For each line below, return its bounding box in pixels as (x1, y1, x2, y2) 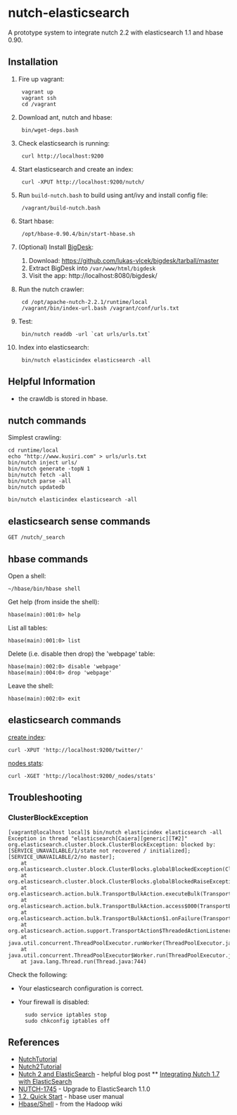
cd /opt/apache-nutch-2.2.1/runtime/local (21, 298, 148, 305)
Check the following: (8, 970, 68, 979)
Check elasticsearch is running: (18, 139, 110, 147)
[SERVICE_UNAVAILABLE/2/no (8, 853, 87, 860)
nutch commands (8, 414, 87, 426)
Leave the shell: (8, 682, 54, 690)
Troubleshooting (8, 791, 83, 803)
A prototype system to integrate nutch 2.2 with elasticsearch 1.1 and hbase (8, 28, 224, 37)
